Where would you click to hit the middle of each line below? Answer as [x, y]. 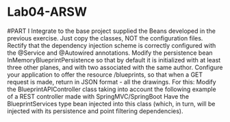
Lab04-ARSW [47, 12]
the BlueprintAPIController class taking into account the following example [112, 89]
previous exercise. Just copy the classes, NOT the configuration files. [105, 38]
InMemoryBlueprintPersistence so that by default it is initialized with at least [114, 60]
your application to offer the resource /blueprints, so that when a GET [105, 74]
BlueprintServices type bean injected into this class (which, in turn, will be [111, 103]
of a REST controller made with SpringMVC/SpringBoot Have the [98, 96]
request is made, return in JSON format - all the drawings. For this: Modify [112, 82]
